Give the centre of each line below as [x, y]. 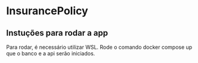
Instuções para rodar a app [57, 33]
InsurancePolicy [47, 11]
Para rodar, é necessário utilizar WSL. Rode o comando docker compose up [99, 47]
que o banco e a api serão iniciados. [51, 53]
